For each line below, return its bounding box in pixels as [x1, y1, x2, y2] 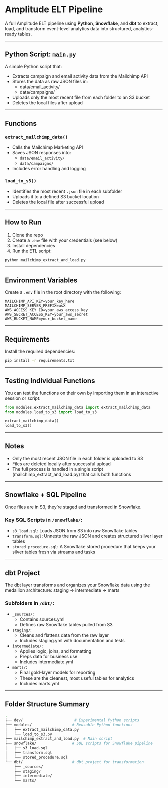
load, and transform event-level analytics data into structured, [5, 25, 132, 31]
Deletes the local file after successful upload [12, 199, 104, 205]
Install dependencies [12, 242, 56, 248]
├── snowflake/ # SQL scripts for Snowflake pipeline [5, 741, 153, 746]
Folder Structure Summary [5, 700, 90, 708]
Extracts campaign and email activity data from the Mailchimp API [12, 73, 148, 79]
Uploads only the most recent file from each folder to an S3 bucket [12, 94, 150, 100]
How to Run [5, 218, 42, 227]
